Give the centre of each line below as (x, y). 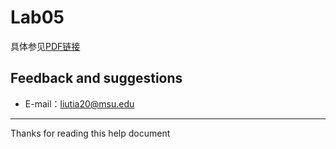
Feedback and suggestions (96, 78)
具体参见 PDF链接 (45, 46)
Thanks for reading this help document (90, 133)
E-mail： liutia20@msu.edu (79, 103)
